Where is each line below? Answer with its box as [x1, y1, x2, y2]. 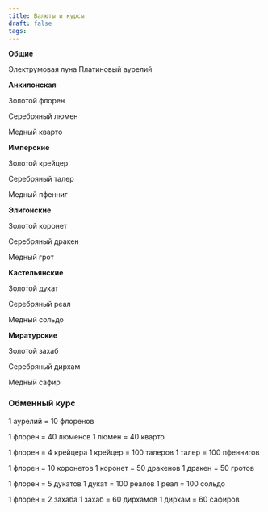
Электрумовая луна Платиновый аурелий [8, 65, 153, 74]
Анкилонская [8, 80, 57, 90]
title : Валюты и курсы [8, 11, 85, 20]
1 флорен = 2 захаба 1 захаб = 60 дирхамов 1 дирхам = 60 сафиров [8, 494, 240, 504]
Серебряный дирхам [8, 362, 81, 371]
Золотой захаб [8, 346, 59, 356]
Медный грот [8, 252, 54, 262]
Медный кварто [8, 127, 63, 137]
